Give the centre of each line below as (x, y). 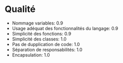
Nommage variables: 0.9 (38, 23)
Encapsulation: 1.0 (31, 55)
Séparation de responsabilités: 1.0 (47, 49)
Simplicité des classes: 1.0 (39, 39)
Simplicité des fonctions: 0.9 (42, 33)
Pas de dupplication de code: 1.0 (46, 44)
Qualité (20, 9)
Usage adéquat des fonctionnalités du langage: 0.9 (65, 28)
